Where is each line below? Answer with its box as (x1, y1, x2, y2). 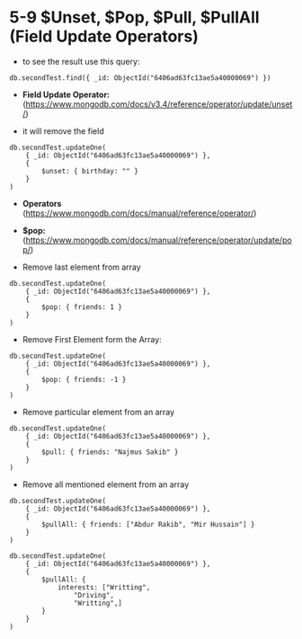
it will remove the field (22, 125, 105, 137)
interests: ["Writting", (57, 582, 151, 591)
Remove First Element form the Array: (22, 333, 162, 344)
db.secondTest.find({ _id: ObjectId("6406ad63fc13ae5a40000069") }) (9, 73, 271, 83)
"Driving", (73, 590, 115, 599)
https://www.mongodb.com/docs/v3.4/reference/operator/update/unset (25, 98, 293, 110)
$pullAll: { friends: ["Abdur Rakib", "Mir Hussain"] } (41, 519, 255, 528)
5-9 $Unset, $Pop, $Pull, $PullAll (9, 7, 260, 28)
